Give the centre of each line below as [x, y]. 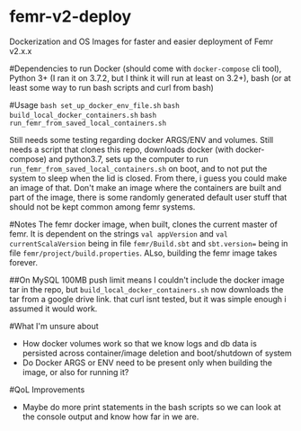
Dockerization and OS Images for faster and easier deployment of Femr [142, 41]
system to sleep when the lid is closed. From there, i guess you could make [148, 178]
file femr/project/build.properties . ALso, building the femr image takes [143, 253]
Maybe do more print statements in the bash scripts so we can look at [151, 407]
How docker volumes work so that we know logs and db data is [140, 343]
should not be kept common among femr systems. [102, 207]
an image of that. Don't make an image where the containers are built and [146, 187]
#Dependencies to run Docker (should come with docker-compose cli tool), [146, 68]
